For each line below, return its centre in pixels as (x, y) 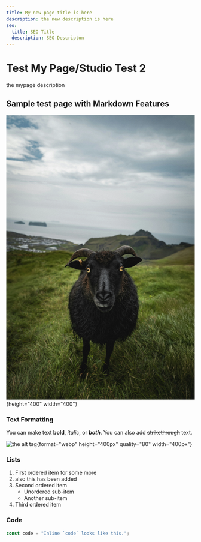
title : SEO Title (33, 32)
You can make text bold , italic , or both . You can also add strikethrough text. (99, 433)
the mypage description (36, 85)
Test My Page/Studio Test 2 (76, 68)
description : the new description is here (60, 19)
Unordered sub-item (49, 492)
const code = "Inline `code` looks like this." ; (68, 533)
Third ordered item (38, 505)
